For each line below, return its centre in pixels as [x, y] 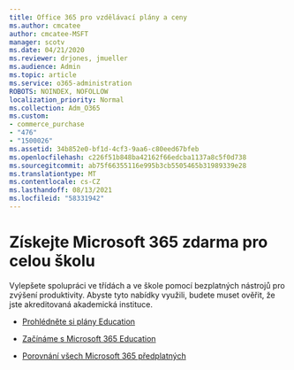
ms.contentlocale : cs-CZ [55, 182]
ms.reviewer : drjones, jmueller [68, 58]
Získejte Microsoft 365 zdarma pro [139, 242]
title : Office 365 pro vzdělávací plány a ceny [98, 17]
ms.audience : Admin [45, 67]
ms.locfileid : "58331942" [57, 199]
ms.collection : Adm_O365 [55, 108]
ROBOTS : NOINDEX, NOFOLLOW [59, 91]
